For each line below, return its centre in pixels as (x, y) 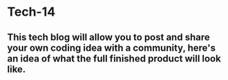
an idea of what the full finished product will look (114, 58)
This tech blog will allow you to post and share (108, 37)
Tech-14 (31, 12)
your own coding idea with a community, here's (112, 48)
